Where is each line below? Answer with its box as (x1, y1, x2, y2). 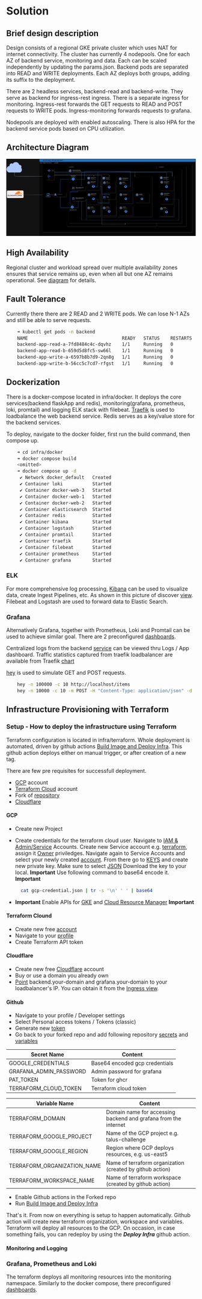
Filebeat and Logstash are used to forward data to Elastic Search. (6, 598, 168, 605)
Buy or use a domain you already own (14, 972, 109, 979)
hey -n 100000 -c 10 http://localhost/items (17, 681, 130, 687)
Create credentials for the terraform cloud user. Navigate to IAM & (14, 837, 179, 844)
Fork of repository (14, 792, 60, 799)
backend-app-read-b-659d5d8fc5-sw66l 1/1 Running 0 (17, 348, 173, 354)
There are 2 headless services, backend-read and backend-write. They (6, 88, 183, 95)
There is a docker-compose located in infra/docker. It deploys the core (6, 393, 182, 400)
